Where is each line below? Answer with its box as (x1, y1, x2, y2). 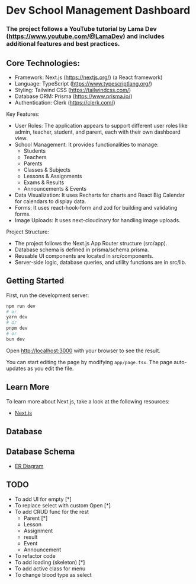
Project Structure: (6, 228, 49, 235)
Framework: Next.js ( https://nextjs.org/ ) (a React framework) (14, 74, 163, 81)
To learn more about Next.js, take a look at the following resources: (6, 397, 170, 405)
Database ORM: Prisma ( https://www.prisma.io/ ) (14, 93, 133, 100)
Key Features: (6, 111, 40, 118)
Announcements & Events (23, 185, 87, 192)
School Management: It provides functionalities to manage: (14, 141, 159, 148)
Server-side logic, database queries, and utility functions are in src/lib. (14, 258, 187, 266)
